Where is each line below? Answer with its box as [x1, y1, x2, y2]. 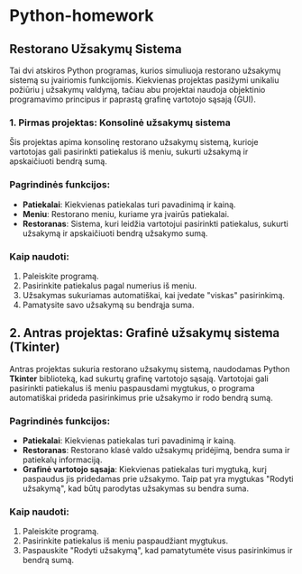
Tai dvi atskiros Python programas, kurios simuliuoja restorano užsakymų [9, 65, 281, 76]
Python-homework [9, 5, 155, 26]
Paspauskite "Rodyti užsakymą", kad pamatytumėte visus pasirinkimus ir [22, 545, 293, 556]
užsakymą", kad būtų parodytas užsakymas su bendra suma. [22, 483, 250, 494]
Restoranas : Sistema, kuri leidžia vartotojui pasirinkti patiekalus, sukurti [22, 218, 288, 229]
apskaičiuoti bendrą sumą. [9, 156, 108, 167]
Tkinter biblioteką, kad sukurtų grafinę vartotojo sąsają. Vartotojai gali [9, 373, 269, 384]
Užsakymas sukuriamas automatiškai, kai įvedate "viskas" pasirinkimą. [22, 289, 286, 300]
